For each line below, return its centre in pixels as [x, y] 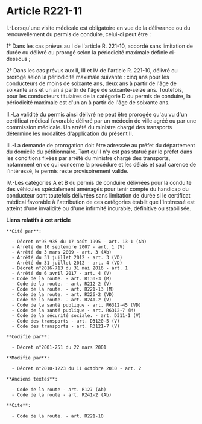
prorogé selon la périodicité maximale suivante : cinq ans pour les [88, 77]
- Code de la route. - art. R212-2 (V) [62, 284]
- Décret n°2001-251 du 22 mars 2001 [59, 347]
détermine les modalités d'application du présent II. [70, 133]
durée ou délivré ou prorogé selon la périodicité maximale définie [87, 52]
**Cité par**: [24, 231]
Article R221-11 [44, 11]
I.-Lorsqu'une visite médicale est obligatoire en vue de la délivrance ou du [98, 28]
